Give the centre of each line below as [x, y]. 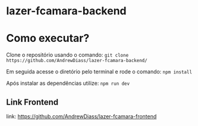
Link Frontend [32, 102]
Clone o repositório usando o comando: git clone [67, 55]
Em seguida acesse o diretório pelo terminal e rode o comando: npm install [99, 72]
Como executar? [48, 39]
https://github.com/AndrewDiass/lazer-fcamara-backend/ [77, 61]
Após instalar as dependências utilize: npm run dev [68, 83]
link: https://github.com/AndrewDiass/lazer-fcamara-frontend [81, 116]
